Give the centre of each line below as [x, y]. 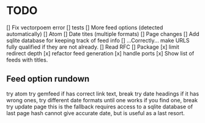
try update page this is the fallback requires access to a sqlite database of [100, 107]
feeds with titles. [27, 60]
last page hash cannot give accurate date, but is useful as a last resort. [96, 113]
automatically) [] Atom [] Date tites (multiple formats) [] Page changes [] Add [103, 33]
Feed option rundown [48, 79]
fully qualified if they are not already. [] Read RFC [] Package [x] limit [93, 47]
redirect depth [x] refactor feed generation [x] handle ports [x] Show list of [100, 53]
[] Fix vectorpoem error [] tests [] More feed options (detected [85, 27]
